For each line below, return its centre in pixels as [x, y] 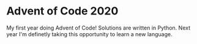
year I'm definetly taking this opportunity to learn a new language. [89, 34]
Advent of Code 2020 [62, 11]
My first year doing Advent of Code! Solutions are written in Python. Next [98, 28]
